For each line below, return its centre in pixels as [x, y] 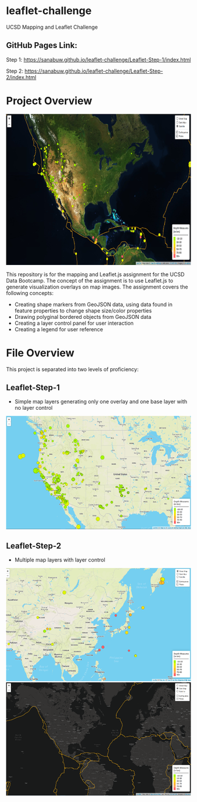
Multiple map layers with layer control [60, 560]
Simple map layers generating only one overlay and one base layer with [101, 402]
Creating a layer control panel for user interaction [74, 323]
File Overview [40, 353]
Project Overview [49, 101]
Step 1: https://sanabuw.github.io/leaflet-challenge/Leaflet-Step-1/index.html [98, 59]
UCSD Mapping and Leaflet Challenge [52, 27]
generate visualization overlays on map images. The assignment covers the [97, 287]
